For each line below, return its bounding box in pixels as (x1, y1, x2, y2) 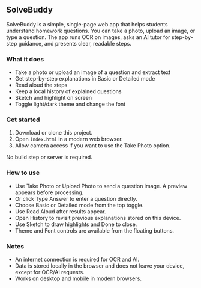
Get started (6, 115, 40, 124)
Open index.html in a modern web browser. (14, 135, 123, 143)
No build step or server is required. (6, 153, 93, 161)
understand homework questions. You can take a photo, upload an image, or (6, 27, 196, 34)
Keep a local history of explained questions (14, 88, 122, 95)
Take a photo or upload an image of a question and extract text (14, 69, 171, 76)
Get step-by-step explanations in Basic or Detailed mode (14, 75, 155, 82)
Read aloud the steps (14, 81, 68, 89)
